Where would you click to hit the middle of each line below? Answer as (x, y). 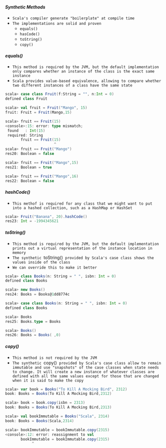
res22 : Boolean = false (30, 181)
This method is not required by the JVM (55, 358)
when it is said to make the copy (48, 380)
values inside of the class (41, 262)
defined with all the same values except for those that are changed (86, 376)
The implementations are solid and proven (57, 24)
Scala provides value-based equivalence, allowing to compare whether (87, 81)
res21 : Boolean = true (28, 167)
